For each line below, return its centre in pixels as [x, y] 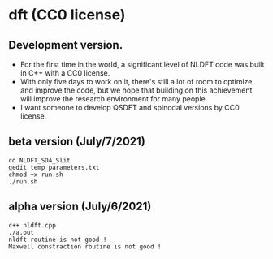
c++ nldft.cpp [32, 225]
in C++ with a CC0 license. [65, 73]
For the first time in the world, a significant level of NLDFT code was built [142, 64]
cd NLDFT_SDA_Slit [39, 160]
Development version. [66, 45]
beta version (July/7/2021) [77, 142]
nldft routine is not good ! [58, 240]
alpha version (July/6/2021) [80, 207]
